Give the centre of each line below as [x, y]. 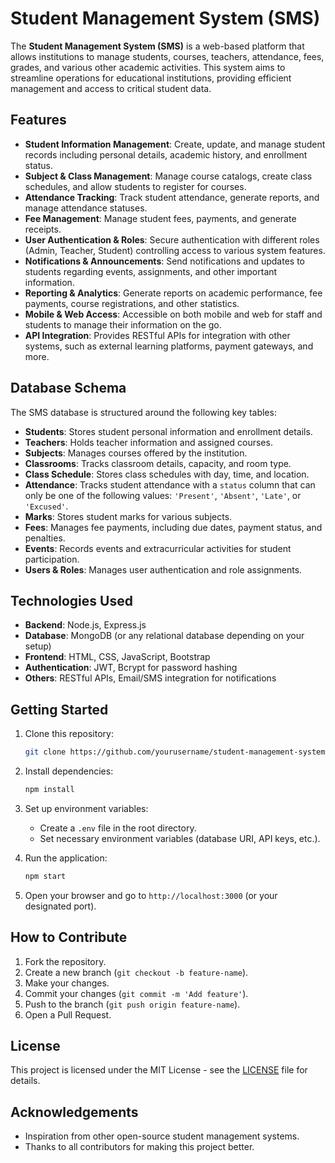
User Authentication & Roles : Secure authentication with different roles [172, 239]
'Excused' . [46, 506]
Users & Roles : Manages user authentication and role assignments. [163, 569]
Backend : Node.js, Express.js [85, 625]
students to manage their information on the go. [123, 324]
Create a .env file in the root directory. [118, 828]
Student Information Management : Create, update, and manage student [175, 144]
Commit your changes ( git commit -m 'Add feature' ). [136, 993]
